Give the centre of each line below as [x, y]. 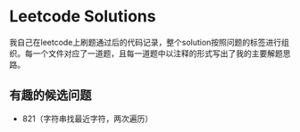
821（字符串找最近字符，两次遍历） [87, 119]
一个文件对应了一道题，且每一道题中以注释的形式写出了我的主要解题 [158, 53]
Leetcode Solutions [83, 16]
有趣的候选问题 [50, 95]
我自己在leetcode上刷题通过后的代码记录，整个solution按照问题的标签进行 [146, 42]
